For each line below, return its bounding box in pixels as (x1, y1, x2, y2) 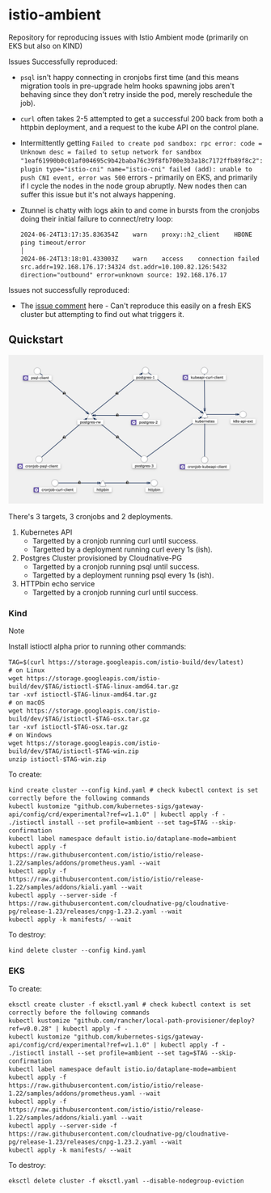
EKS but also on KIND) (8, 40, 83, 50)
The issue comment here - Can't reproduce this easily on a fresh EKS (19, 301, 252, 311)
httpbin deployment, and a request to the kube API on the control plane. (19, 122, 259, 132)
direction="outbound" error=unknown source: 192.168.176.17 (19, 271, 227, 279)
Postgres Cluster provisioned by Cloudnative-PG (19, 553, 182, 563)
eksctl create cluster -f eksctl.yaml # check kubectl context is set (8, 1001, 252, 1009)
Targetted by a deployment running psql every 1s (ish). (32, 570, 214, 580)
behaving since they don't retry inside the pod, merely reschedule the (19, 89, 253, 99)
